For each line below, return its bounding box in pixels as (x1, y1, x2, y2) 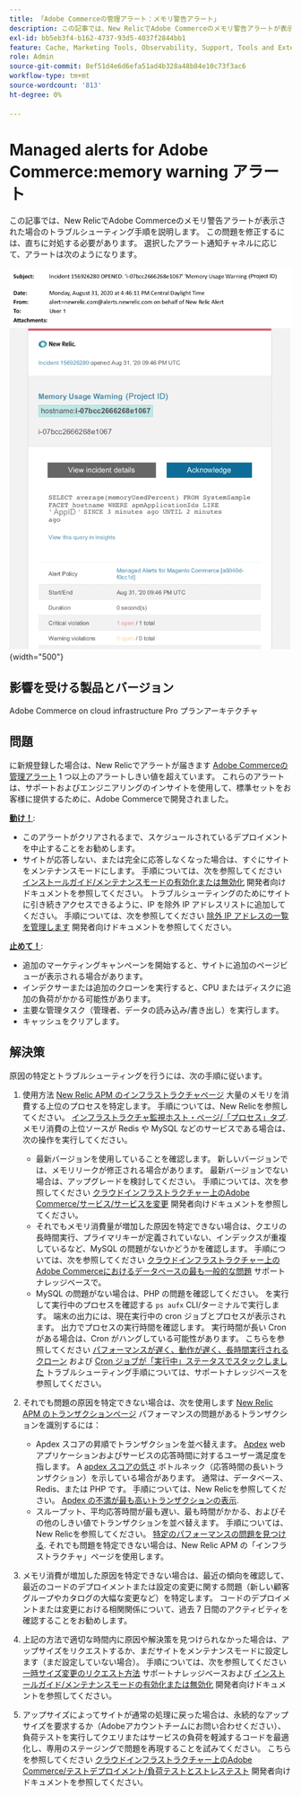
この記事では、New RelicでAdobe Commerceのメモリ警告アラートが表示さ (9, 216, 287, 226)
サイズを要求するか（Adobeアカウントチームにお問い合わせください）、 (21, 1721, 287, 1731)
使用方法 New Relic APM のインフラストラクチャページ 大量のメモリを (21, 1089, 282, 1100)
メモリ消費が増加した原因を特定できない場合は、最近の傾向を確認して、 (21, 1570, 289, 1580)
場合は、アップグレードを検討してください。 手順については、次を (35, 1175, 280, 1186)
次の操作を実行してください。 (21, 1134, 133, 1145)
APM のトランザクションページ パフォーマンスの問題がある (21, 1408, 241, 1419)
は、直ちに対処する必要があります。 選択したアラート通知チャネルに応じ (9, 238, 278, 249)
